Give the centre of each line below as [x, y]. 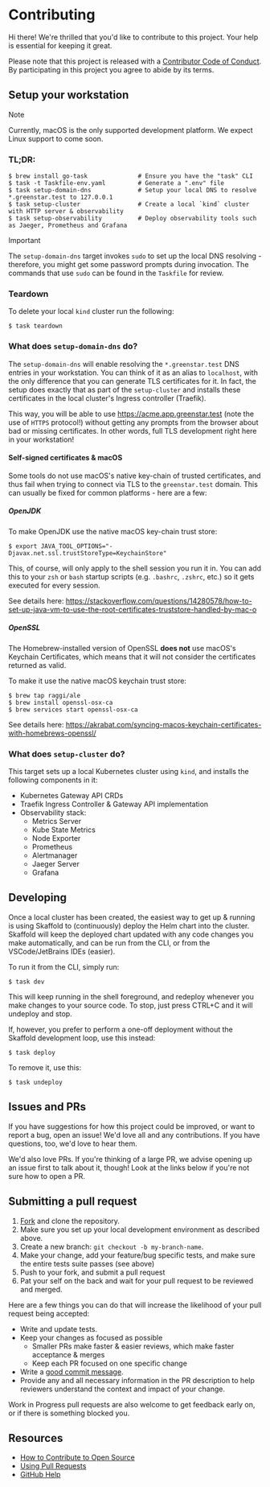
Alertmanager [55, 855]
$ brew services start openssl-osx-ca [73, 710]
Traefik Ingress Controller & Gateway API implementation [114, 804]
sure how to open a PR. [47, 1176]
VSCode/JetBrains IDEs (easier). [62, 951]
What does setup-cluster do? [67, 754]
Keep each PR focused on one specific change [109, 1363]
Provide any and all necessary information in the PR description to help [137, 1380]
